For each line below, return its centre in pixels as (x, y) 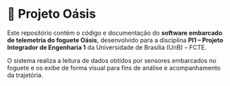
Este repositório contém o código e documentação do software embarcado (115, 33)
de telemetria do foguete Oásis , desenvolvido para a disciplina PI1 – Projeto (115, 40)
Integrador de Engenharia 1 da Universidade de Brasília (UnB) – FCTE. (107, 47)
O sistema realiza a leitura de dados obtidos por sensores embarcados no (112, 60)
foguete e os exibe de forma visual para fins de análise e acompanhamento (114, 68)
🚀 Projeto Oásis (52, 14)
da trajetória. (25, 75)
